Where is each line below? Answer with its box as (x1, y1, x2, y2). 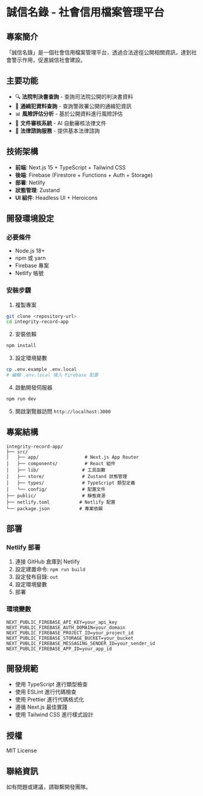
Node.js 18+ (14, 247, 45, 254)
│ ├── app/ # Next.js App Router (6, 454, 139, 460)
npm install (6, 343, 36, 349)
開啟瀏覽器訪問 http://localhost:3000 (14, 407, 111, 415)
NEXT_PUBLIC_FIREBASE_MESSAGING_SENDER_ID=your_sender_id (6, 640, 155, 646)
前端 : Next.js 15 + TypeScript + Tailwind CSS (14, 164, 126, 171)
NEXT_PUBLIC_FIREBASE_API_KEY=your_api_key (6, 619, 118, 625)
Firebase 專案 (14, 262, 50, 270)
